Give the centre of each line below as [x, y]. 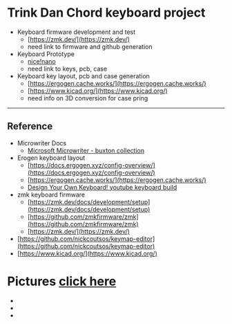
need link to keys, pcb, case [67, 69]
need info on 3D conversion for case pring [88, 98]
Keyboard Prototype [46, 54]
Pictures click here [62, 281]
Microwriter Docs [42, 143]
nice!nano [42, 61]
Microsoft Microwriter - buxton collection [86, 150]
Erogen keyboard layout [51, 158]
